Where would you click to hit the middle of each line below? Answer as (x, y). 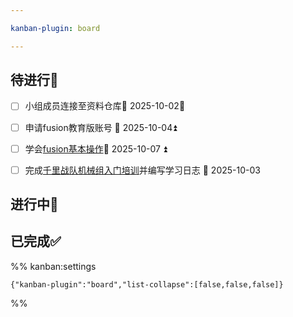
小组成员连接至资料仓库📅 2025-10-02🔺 (105, 106)
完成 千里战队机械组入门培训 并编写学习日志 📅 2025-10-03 (142, 170)
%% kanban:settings (53, 266)
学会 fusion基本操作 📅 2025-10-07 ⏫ (96, 148)
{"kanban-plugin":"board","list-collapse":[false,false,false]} (147, 284)
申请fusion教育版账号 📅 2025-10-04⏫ (101, 127)
